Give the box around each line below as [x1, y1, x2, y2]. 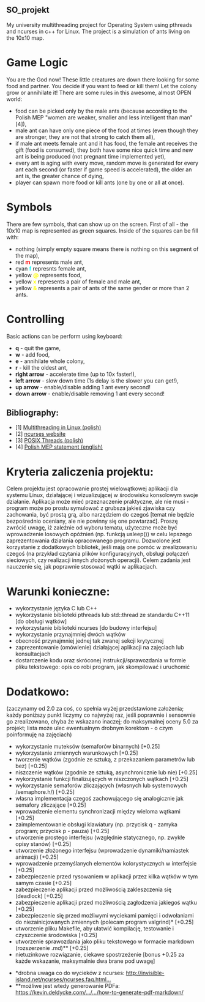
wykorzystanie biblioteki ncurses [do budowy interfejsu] [15, 624, 157, 632]
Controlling [6, 312, 65, 326]
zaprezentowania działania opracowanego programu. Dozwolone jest [6, 537, 181, 544]
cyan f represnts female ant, [15, 264, 87, 272]
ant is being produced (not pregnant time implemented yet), [15, 152, 166, 160]
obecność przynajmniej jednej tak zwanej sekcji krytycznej [15, 637, 164, 645]
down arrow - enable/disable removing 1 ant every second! [15, 390, 165, 397]
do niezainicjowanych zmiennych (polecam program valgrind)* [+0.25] [15, 918, 194, 926]
